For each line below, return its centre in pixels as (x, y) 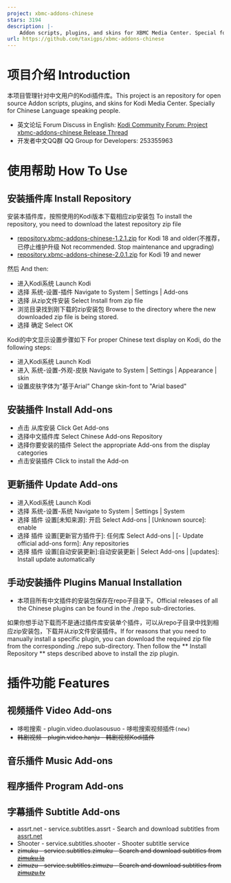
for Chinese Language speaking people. (64, 111)
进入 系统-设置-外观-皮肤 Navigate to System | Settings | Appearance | (117, 370)
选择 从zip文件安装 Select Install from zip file (80, 301)
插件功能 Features (58, 683)
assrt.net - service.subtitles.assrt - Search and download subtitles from (118, 829)
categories (32, 453)
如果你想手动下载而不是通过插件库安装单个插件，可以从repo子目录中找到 (110, 622)
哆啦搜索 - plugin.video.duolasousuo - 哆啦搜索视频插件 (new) (103, 728)
